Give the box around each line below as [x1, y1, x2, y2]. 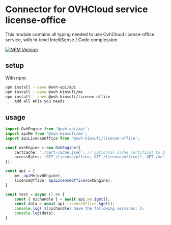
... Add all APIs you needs [5, 99, 65, 104]
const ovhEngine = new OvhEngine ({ [5, 145, 81, 150]
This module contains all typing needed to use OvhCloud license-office [5, 31, 155, 37]
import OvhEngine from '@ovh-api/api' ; [5, 126, 90, 132]
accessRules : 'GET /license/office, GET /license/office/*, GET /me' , [14, 154, 167, 160]
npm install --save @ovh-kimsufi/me [5, 89, 83, 95]
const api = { [5, 168, 36, 174]
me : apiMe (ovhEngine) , [14, 173, 63, 179]
